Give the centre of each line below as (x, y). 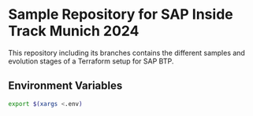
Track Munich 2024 (74, 31)
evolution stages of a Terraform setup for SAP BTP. (91, 61)
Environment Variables (65, 86)
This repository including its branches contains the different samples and (127, 53)
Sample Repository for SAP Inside (121, 14)
